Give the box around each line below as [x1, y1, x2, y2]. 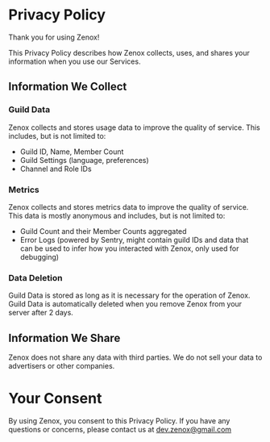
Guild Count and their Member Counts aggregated [19, 226, 187, 236]
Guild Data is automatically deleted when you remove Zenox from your [8, 299, 243, 309]
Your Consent [8, 390, 102, 408]
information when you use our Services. [8, 56, 141, 66]
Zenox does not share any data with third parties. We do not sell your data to [8, 352, 263, 362]
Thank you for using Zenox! [8, 32, 100, 42]
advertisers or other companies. [8, 361, 115, 371]
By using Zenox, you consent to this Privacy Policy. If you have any [8, 415, 231, 425]
